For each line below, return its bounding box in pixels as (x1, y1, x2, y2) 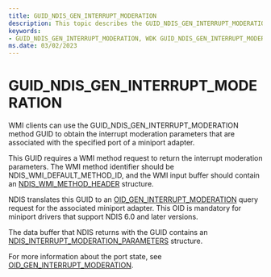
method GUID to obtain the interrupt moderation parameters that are (8, 129, 236, 139)
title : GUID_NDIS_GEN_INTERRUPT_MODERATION (8, 11, 157, 20)
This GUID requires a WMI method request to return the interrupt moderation (8, 153, 263, 163)
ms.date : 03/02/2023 (8, 42, 78, 50)
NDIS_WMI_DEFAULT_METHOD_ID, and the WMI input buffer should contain (8, 170, 261, 180)
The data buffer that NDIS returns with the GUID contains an (8, 228, 208, 237)
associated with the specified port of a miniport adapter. (8, 138, 195, 148)
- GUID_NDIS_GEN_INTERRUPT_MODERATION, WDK (8, 34, 157, 43)
